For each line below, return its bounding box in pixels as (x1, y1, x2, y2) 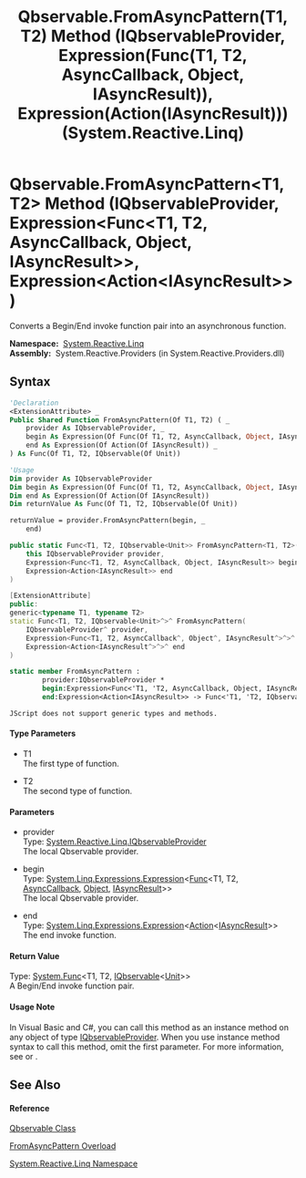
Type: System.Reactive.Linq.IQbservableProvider (22, 836, 207, 847)
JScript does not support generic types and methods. (9, 708, 219, 718)
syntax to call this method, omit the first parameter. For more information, (9, 1041, 284, 1052)
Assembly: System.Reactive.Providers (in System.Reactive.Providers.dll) (9, 347, 285, 358)
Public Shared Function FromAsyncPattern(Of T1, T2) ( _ (9, 415, 230, 425)
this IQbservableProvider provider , (25, 549, 166, 558)
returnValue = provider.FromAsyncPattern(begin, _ (9, 516, 206, 525)
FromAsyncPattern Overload (9, 1141, 117, 1152)
